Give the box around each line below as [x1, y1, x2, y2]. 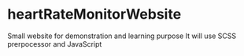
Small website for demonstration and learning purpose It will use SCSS [7, 31, 237, 40]
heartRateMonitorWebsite [7, 5, 182, 23]
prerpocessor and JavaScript [7, 39, 102, 48]
